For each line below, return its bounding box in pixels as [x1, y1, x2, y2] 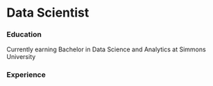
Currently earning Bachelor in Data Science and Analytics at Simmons [6, 45, 206, 53]
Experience [6, 70, 46, 80]
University [6, 53, 36, 61]
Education [6, 30, 42, 40]
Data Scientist [6, 5, 90, 21]
